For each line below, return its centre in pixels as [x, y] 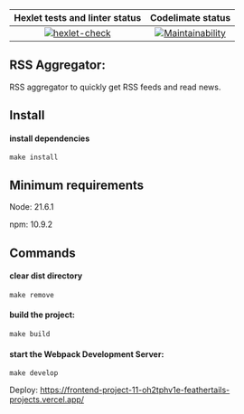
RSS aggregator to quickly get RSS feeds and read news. [115, 87]
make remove [32, 295]
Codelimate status [190, 18]
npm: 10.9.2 [31, 224]
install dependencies [50, 138]
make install [34, 157]
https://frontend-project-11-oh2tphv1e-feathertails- [135, 390]
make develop [34, 373]
